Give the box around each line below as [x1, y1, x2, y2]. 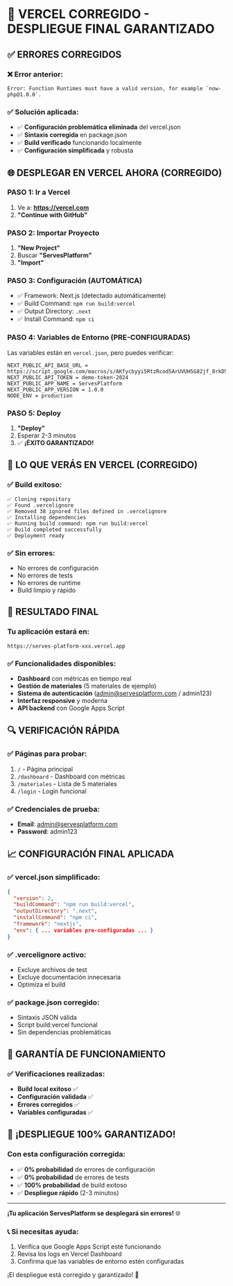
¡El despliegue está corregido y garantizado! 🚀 [7, 1270, 139, 1278]
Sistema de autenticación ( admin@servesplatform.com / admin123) [17, 689, 212, 697]
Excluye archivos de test [17, 965, 88, 973]
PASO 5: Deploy [7, 408, 61, 418]
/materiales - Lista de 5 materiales [17, 779, 118, 788]
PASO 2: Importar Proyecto [7, 228, 100, 238]
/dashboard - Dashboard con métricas [17, 772, 126, 781]
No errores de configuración [17, 564, 99, 573]
